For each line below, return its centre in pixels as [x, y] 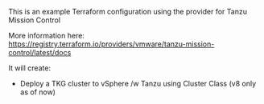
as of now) [38, 92]
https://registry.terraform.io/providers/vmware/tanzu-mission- [111, 44]
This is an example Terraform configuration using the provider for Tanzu [128, 12]
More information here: [46, 36]
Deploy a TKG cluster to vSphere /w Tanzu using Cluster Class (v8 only [138, 84]
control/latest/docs [40, 52]
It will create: [29, 68]
